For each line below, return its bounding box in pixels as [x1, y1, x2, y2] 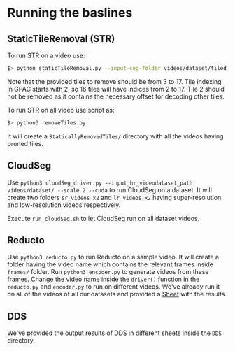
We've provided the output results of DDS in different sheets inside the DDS [7, 329, 222, 337]
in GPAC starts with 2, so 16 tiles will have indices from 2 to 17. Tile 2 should [7, 85, 225, 93]
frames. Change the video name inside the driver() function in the [7, 275, 200, 284]
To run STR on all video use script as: [7, 106, 115, 114]
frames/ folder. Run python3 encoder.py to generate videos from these [7, 268, 209, 276]
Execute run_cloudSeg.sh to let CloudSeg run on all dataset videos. [7, 214, 200, 222]
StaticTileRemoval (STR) [7, 33, 115, 45]
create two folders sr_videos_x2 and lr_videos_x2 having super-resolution [7, 193, 222, 201]
